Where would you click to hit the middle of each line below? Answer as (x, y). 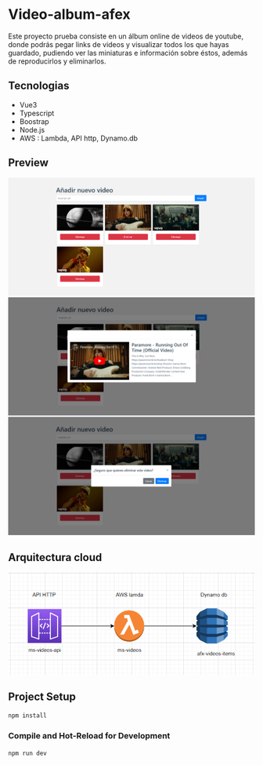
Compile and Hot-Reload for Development (89, 736)
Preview (29, 163)
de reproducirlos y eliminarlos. (57, 61)
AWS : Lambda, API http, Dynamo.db (79, 138)
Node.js (32, 129)
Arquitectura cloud (55, 557)
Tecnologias (39, 86)
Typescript (37, 113)
